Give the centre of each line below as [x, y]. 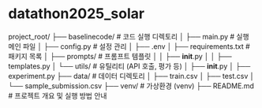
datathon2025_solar [76, 14]
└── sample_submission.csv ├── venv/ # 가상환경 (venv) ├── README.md [131, 86]
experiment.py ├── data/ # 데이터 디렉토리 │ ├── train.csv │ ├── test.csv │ [131, 76]
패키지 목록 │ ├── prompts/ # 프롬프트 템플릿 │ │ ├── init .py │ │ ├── [120, 56]
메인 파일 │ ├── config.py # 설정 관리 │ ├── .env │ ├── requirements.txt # [129, 46]
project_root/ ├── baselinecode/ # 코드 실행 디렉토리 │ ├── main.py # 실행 [129, 36]
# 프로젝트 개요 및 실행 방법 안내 [58, 95]
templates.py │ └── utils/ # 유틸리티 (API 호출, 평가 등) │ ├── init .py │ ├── [129, 66]
